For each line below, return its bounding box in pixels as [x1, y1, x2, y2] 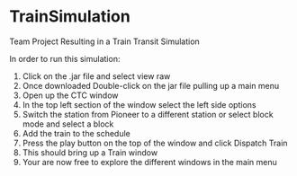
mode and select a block [22, 119, 114, 129]
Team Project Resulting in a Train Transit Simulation [9, 36, 200, 47]
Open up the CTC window [22, 90, 119, 101]
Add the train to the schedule [22, 128, 130, 138]
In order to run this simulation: [9, 53, 121, 64]
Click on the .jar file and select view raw [22, 70, 171, 82]
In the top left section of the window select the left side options [22, 99, 256, 110]
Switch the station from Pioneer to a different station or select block [22, 109, 274, 119]
